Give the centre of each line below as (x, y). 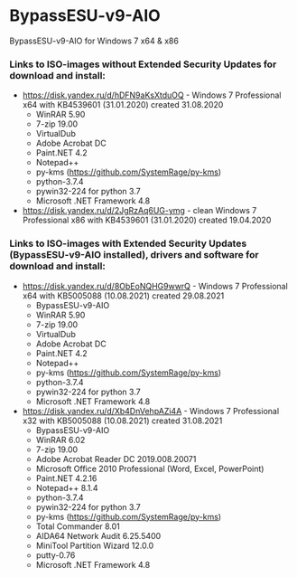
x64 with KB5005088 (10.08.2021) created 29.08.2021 (123, 296)
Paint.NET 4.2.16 (66, 478)
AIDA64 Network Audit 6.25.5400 (98, 535)
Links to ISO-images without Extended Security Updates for (143, 64)
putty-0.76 (56, 555)
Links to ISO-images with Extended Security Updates (128, 243)
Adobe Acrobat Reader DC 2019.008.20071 (116, 459)
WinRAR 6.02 (60, 440)
